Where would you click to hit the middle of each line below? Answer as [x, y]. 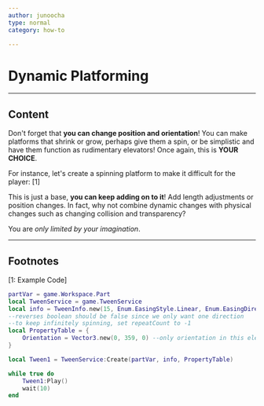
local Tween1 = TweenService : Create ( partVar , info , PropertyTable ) [121, 359]
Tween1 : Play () [45, 381]
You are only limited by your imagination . [74, 229]
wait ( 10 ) [37, 388]
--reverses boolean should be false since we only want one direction [126, 316]
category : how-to [37, 30]
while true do [31, 374]
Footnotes [33, 261]
